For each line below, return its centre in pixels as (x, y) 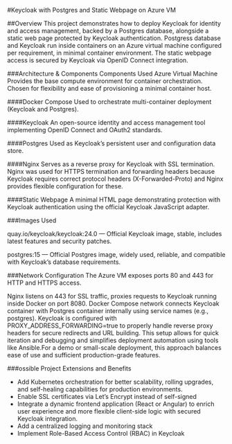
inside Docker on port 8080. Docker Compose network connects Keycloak (113, 303)
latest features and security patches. (60, 241)
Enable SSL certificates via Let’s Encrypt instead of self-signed (107, 397)
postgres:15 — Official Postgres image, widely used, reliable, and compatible (116, 255)
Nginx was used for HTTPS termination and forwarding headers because (111, 171)
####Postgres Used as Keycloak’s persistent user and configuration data (111, 143)
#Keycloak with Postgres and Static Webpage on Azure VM (92, 10)
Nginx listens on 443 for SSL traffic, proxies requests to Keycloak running (112, 296)
